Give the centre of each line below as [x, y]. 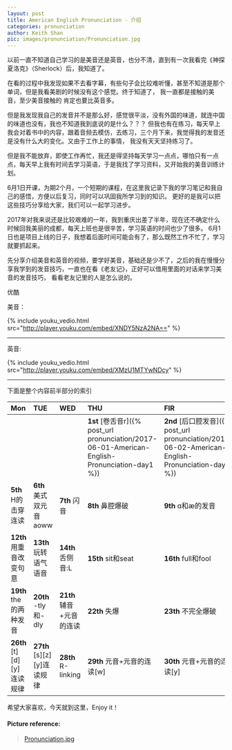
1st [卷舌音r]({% [114, 421]
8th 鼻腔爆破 [108, 506]
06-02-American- [195, 448]
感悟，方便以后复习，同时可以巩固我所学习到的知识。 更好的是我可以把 [120, 196]
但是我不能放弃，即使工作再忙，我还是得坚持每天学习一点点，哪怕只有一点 [113, 156]
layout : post [26, 13]
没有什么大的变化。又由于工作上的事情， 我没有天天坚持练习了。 [105, 141]
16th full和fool [187, 559]
